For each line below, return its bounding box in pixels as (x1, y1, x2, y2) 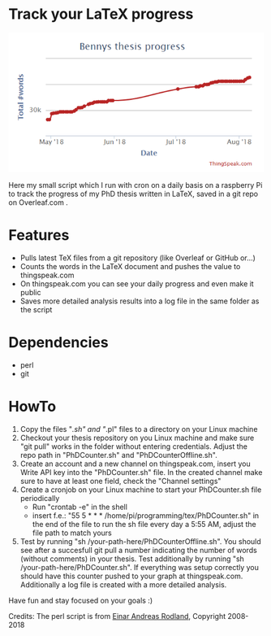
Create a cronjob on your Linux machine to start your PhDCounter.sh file (19, 485, 262, 494)
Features (8, 226, 70, 245)
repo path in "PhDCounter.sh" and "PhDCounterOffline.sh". (19, 451, 217, 460)
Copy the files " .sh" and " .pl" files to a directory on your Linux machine (19, 425, 258, 434)
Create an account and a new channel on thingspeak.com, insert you (19, 459, 252, 468)
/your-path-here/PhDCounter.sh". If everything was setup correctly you (19, 563, 260, 573)
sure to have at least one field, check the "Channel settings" (19, 477, 222, 486)
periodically (19, 494, 60, 503)
